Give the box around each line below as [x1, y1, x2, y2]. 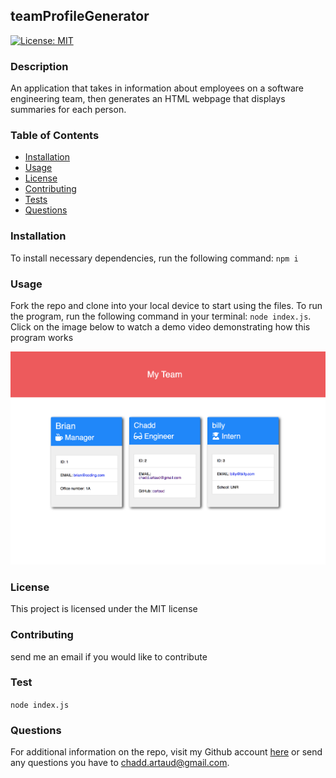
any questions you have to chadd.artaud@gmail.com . [10, 757, 230, 769]
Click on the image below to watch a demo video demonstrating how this [10, 321, 311, 333]
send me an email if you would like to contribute [10, 650, 208, 663]
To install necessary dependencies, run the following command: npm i [10, 252, 299, 264]
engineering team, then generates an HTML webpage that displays [10, 93, 286, 105]
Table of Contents [10, 129, 100, 143]
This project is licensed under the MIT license [10, 603, 198, 615]
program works [10, 332, 74, 343]
